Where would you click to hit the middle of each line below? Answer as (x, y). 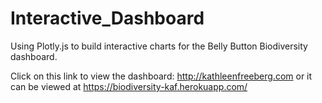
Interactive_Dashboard (107, 18)
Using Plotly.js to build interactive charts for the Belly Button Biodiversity (159, 46)
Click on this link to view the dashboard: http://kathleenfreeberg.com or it (161, 76)
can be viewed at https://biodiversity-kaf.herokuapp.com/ (129, 86)
